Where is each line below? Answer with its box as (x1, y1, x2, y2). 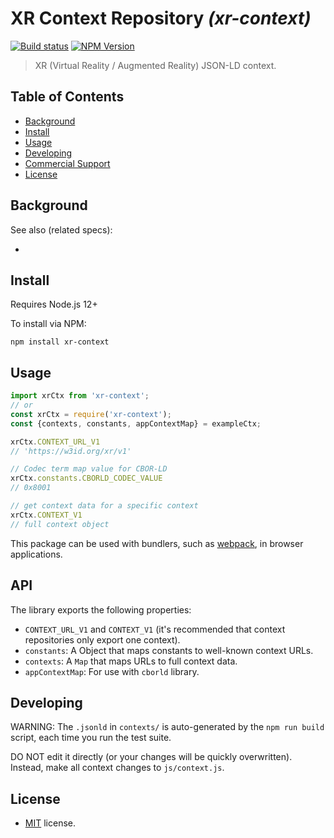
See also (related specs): (10, 223, 113, 236)
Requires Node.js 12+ (10, 298, 98, 311)
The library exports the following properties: (10, 603, 192, 616)
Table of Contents (10, 88, 125, 106)
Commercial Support (24, 157, 111, 169)
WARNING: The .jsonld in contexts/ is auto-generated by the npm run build (10, 721, 325, 733)
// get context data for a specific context (10, 501, 199, 511)
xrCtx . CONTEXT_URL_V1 (10, 437, 101, 447)
